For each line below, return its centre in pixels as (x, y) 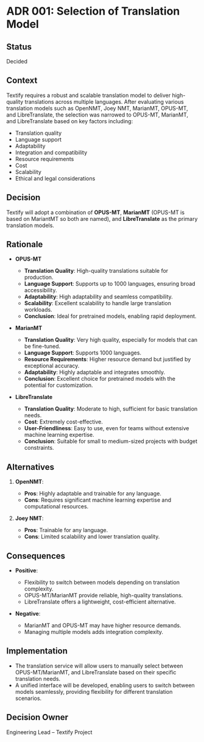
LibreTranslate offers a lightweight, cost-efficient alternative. (100, 602)
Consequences (36, 556)
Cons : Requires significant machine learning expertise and (98, 500)
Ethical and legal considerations (55, 178)
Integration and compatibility (51, 152)
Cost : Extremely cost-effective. (64, 422)
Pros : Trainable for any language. (66, 530)
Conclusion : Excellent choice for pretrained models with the (100, 379)
